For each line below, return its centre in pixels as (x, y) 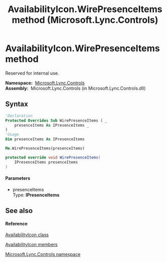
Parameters (18, 178)
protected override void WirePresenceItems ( (53, 158)
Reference (16, 224)
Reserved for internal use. (32, 73)
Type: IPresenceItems (36, 195)
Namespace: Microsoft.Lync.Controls (45, 83)
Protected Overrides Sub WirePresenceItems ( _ (56, 120)
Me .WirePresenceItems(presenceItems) (45, 148)
